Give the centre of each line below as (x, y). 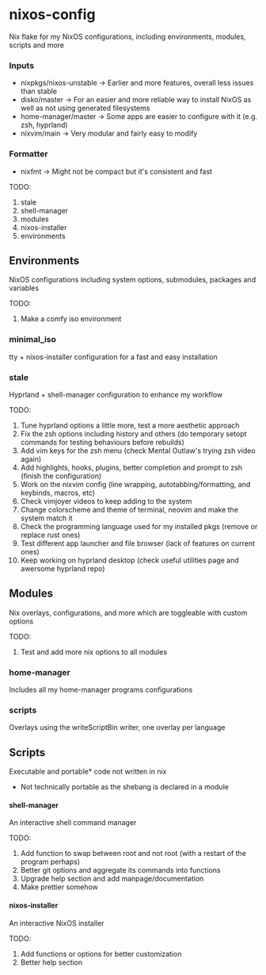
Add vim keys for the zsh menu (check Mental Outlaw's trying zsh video (138, 451)
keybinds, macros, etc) (58, 493)
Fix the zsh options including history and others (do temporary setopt (133, 433)
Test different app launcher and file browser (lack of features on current (138, 543)
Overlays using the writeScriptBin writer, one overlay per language (117, 727)
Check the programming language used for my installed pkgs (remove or (139, 526)
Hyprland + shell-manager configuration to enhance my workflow (116, 394)
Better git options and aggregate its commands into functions (120, 870)
